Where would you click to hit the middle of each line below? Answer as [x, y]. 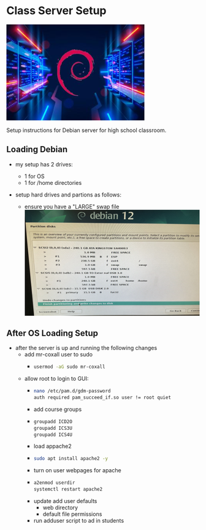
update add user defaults [65, 501]
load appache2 [52, 446]
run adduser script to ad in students [79, 521]
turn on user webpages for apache [77, 470]
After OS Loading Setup [52, 333]
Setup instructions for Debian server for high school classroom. [86, 130]
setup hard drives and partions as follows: [68, 195]
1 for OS [34, 176]
